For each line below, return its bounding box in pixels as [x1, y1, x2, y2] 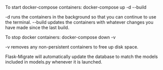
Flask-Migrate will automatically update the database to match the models [5, 53, 158, 59]
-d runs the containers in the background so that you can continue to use [5, 14, 156, 19]
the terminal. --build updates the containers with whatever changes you [5, 19, 154, 25]
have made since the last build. [5, 24, 69, 30]
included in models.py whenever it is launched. [5, 59, 102, 64]
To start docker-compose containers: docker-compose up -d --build [5, 4, 147, 10]
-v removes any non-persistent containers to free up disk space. [5, 44, 139, 49]
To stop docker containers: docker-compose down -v [5, 34, 116, 40]
